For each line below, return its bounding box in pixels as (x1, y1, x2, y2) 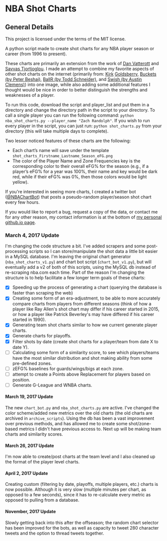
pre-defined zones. (12, 360, 52, 366)
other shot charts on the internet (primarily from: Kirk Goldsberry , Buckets (5, 71, 157, 77)
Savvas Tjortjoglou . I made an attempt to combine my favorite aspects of (5, 66, 154, 72)
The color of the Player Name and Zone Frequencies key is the (12, 158, 141, 164)
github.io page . (5, 220, 36, 225)
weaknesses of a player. (5, 92, 55, 98)
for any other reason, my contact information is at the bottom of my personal (5, 214, 162, 220)
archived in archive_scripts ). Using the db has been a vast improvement (5, 415, 155, 421)
